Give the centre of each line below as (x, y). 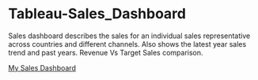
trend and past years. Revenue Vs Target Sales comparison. (106, 52)
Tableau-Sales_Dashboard (97, 14)
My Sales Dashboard (42, 67)
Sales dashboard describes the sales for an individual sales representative (129, 36)
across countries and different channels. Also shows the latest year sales (127, 44)
